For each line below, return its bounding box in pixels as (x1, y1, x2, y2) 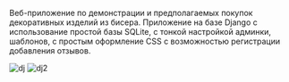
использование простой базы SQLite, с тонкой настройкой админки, (9, 27, 271, 37)
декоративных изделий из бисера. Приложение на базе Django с (9, 17, 258, 28)
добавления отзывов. (9, 45, 91, 56)
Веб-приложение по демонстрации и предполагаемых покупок (9, 8, 253, 18)
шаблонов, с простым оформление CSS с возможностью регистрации (9, 36, 281, 46)
